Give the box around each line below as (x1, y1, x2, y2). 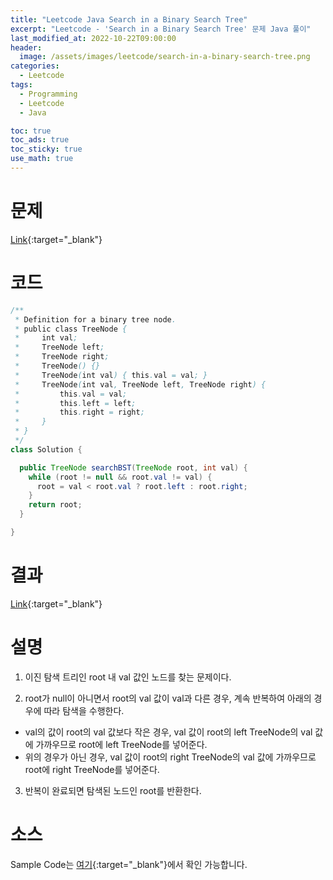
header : (10, 42, 43, 53)
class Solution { (10, 444, 83, 455)
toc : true (10, 126, 52, 136)
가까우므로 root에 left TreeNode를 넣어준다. (35, 738, 208, 750)
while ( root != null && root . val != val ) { (28, 472, 213, 482)
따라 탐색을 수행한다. (43, 704, 125, 716)
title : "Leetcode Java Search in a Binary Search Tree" (10, 14, 248, 25)
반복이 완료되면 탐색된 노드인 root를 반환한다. (24, 784, 202, 796)
